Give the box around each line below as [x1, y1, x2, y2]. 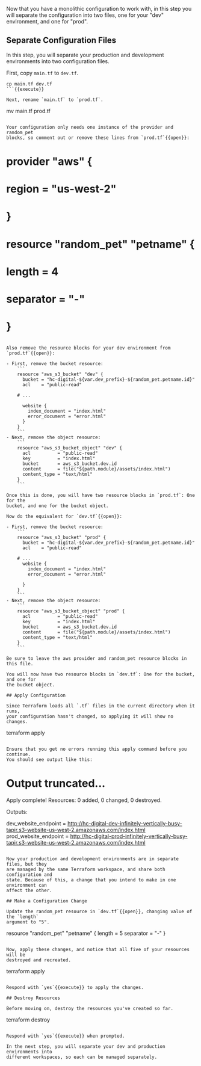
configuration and [6, 872, 52, 878]
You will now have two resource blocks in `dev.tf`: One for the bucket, [6, 671, 196, 677]
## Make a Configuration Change [6, 898, 87, 904]
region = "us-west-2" [6, 182, 117, 196]
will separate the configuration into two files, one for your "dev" [6, 11, 164, 19]
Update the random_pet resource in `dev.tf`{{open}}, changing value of [6, 908, 193, 914]
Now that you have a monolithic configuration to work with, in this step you [6, 5, 192, 12]
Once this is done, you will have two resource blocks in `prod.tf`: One [6, 492, 196, 498]
